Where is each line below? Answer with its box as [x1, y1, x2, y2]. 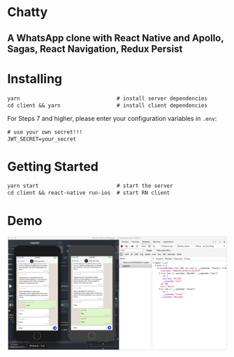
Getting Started [7, 159, 99, 175]
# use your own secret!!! [7, 129, 82, 136]
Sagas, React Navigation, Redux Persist [7, 43, 183, 54]
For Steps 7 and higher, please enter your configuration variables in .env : [7, 114, 217, 122]
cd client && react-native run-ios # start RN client [7, 189, 170, 196]
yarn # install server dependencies [7, 95, 208, 102]
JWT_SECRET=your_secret [7, 136, 77, 143]
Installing [7, 71, 63, 87]
